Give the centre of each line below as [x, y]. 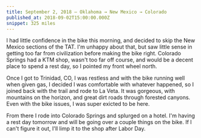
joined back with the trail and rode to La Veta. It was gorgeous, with [90, 91]
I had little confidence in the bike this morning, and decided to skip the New [101, 41]
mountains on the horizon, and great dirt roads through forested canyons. [98, 97]
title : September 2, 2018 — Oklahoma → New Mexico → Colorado [87, 12]
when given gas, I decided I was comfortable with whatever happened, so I [100, 85]
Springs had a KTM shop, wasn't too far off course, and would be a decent [100, 60]
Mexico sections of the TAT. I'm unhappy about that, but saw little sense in [99, 47]
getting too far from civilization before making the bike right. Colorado [94, 53]
